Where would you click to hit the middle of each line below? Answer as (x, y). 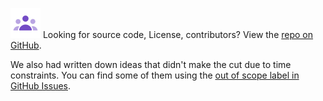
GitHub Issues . (41, 86)
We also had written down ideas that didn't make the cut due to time (151, 64)
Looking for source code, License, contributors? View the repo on (178, 34)
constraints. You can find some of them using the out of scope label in (155, 75)
